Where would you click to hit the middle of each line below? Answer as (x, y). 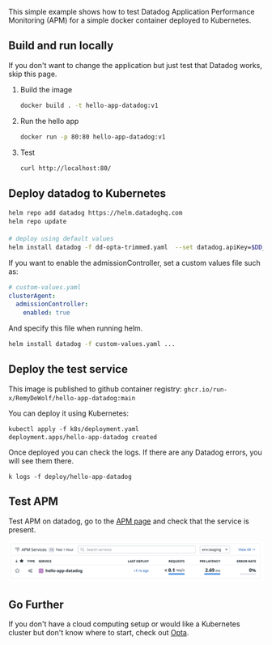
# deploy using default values (61, 238)
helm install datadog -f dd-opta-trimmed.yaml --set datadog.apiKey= (130, 247)
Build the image (46, 89)
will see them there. (41, 460)
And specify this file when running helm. (76, 328)
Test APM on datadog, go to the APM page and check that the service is (129, 521)
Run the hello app (49, 121)
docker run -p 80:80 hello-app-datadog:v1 (93, 137)
